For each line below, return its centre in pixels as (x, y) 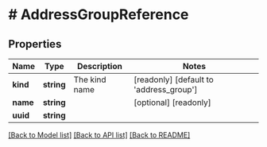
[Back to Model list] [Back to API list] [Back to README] (99, 135)
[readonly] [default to (174, 79)
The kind (90, 79)
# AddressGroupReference (99, 15)
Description (100, 66)
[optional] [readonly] (173, 103)
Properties (35, 44)
